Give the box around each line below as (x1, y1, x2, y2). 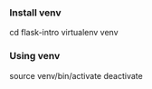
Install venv (9, 6, 62, 19)
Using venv (9, 50, 61, 63)
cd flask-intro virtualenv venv (9, 27, 119, 38)
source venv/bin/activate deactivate (9, 70, 143, 81)
